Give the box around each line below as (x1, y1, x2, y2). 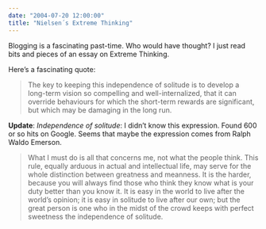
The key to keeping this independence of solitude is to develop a (27, 80, 240, 90)
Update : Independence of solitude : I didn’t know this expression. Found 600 (8, 120, 257, 130)
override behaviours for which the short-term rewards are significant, (27, 97, 255, 106)
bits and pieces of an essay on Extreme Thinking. (8, 49, 169, 59)
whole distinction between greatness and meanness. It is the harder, (27, 170, 252, 179)
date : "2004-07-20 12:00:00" (8, 11, 105, 20)
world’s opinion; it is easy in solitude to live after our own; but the (27, 195, 241, 204)
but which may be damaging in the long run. (27, 105, 172, 115)
